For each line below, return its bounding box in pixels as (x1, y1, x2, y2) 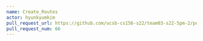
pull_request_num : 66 (6, 25, 61, 32)
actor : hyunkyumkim (6, 14, 56, 20)
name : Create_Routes (6, 8, 59, 15)
